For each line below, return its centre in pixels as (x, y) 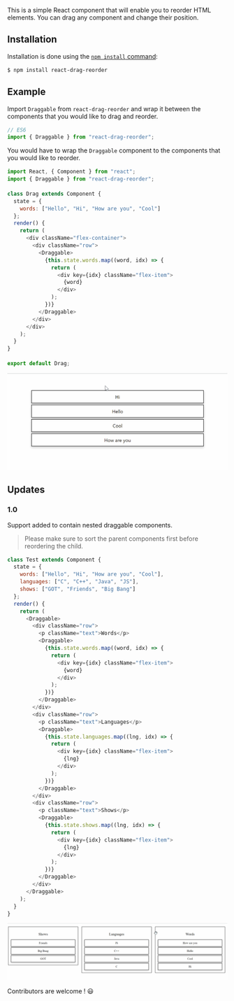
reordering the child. (54, 546)
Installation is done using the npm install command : (83, 56)
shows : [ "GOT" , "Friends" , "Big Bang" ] (78, 589)
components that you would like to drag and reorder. (83, 116)
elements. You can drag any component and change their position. (103, 17)
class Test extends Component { (54, 560)
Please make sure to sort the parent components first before (111, 539)
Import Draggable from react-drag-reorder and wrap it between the (104, 108)
